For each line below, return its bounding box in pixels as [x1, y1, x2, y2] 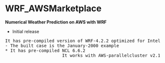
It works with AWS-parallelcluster [62, 52, 148, 58]
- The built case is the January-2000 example [5, 42, 119, 48]
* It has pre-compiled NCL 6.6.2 [5, 47, 86, 53]
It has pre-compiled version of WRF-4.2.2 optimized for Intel [5, 38, 161, 43]
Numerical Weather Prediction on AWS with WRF [5, 19, 107, 25]
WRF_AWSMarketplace [5, 3, 102, 14]
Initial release [12, 28, 39, 34]
